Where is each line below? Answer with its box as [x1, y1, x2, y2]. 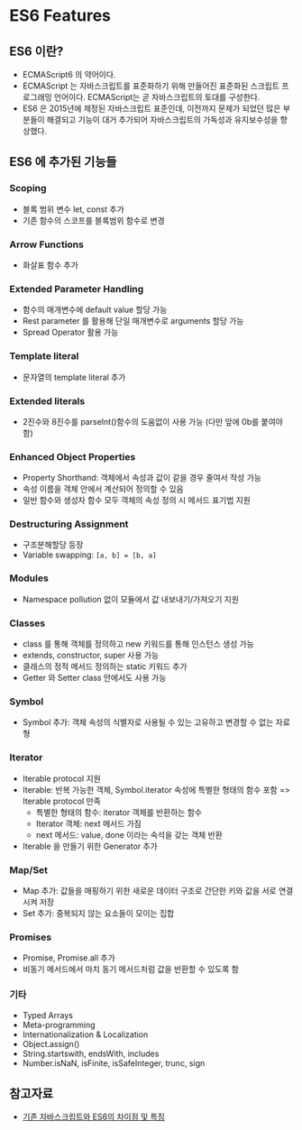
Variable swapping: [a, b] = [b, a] [22, 549, 157, 560]
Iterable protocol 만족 [22, 795, 101, 806]
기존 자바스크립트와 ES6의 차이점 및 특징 [22, 1111, 165, 1123]
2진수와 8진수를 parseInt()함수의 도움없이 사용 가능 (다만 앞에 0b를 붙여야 [22, 416, 284, 427]
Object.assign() [22, 1038, 80, 1049]
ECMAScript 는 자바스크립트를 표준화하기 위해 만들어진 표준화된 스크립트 [22, 80, 279, 91]
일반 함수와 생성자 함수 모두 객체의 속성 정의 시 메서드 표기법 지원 [22, 495, 251, 506]
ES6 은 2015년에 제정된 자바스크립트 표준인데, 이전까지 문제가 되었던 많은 [22, 103, 281, 114]
